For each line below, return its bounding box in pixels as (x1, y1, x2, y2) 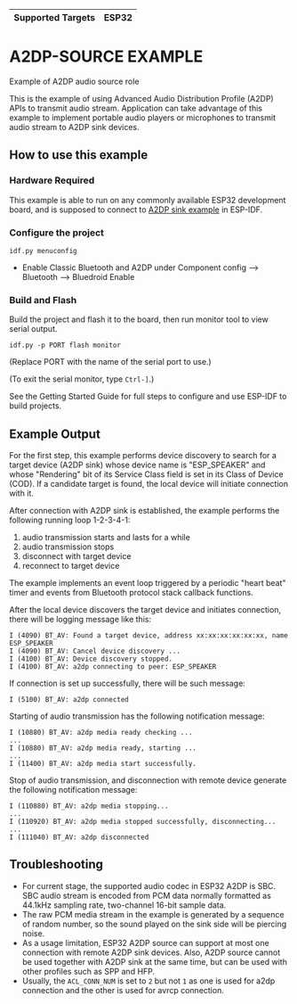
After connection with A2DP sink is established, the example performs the (9, 506, 280, 516)
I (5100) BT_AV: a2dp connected (9, 695, 129, 704)
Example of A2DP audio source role (9, 76, 140, 86)
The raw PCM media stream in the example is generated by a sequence (21, 909, 285, 919)
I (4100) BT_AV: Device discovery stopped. (9, 654, 173, 663)
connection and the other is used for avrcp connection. (21, 984, 224, 995)
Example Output (9, 426, 100, 441)
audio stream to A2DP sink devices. (9, 121, 140, 132)
